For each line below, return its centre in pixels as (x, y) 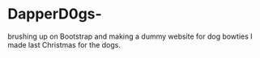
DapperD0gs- (55, 14)
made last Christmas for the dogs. (64, 44)
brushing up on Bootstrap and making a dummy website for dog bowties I (130, 36)
